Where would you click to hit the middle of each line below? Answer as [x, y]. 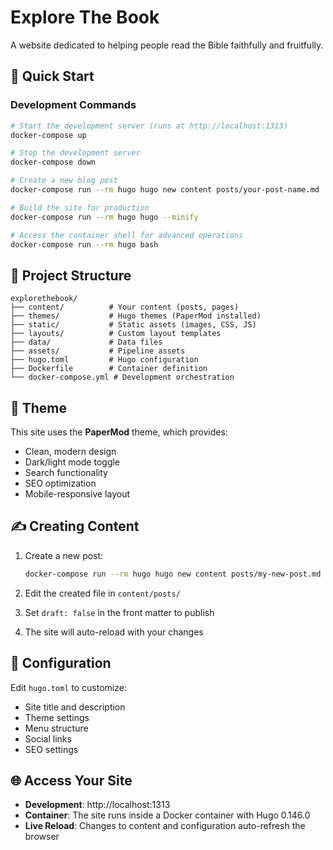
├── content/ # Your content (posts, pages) [125, 307]
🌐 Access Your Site [71, 780]
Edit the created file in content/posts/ [102, 593]
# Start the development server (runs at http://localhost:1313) [149, 126]
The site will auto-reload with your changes [114, 632]
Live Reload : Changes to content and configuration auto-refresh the [165, 826]
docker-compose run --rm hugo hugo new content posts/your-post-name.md [165, 190]
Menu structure [56, 728]
